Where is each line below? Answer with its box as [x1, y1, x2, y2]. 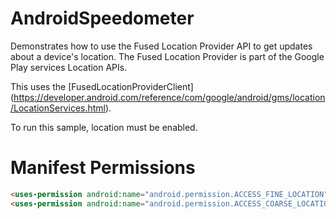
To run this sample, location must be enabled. [10, 121, 198, 133]
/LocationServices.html [10, 102, 106, 114]
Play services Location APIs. [10, 61, 128, 73]
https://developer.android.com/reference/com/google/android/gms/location [13, 91, 326, 103]
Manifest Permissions [10, 157, 196, 179]
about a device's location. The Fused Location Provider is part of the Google [10, 50, 325, 62]
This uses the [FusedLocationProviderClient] [10, 80, 194, 92]
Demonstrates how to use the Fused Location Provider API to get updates [10, 40, 313, 52]
